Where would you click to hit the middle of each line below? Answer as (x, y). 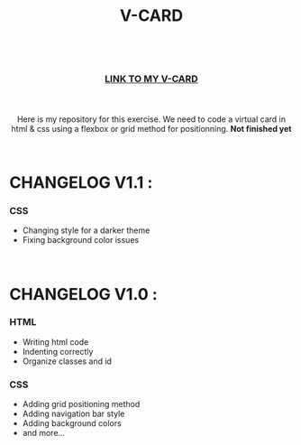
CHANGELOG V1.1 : (81, 183)
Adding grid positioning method (81, 404)
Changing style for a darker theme (86, 230)
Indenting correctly (58, 351)
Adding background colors (72, 423)
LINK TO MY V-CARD (151, 79)
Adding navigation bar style (73, 414)
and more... (44, 433)
